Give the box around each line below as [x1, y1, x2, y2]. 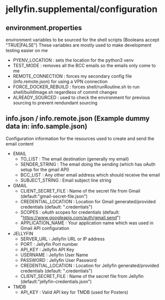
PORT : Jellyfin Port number [20, 241, 78, 247]
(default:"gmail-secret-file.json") [20, 193, 88, 199]
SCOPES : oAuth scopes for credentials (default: [20, 209, 120, 215]
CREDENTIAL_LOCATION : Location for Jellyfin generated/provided [20, 262, 159, 268]
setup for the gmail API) [20, 167, 69, 173]
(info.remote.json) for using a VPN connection [12, 79, 108, 84]
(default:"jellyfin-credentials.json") [20, 278, 92, 284]
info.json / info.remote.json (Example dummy [5, 114, 150, 123]
